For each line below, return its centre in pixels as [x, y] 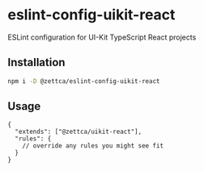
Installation [36, 63]
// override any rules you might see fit [93, 146]
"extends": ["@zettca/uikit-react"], [79, 132]
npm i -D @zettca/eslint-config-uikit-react [84, 81]
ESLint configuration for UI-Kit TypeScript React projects [102, 37]
